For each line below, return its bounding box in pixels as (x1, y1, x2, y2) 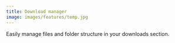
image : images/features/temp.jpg (6, 14, 88, 20)
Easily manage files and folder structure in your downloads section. (6, 30, 170, 37)
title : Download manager (6, 8, 67, 15)
